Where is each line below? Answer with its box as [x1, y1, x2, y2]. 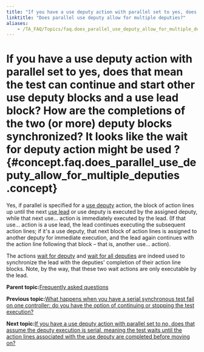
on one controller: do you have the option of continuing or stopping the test [6, 302, 195, 309]
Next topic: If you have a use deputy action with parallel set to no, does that [6, 320, 195, 328]
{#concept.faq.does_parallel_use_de [6, 156, 197, 169]
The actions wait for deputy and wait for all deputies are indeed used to [6, 252, 185, 259]
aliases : [6, 20, 29, 26]
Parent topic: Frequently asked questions [6, 284, 109, 291]
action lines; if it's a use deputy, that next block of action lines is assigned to [6, 228, 197, 235]
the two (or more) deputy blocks [6, 117, 172, 131]
